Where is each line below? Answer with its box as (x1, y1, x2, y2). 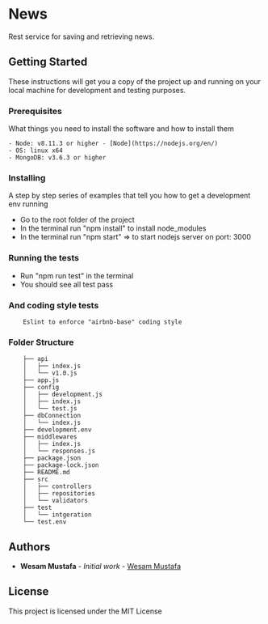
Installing (8, 172, 46, 183)
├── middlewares (23, 433, 78, 441)
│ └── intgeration (23, 511, 92, 519)
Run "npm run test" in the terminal (19, 270, 134, 280)
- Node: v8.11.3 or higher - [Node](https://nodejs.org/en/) (8, 139, 219, 148)
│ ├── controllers (23, 482, 92, 490)
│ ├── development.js (23, 390, 103, 399)
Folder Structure (8, 337, 74, 348)
